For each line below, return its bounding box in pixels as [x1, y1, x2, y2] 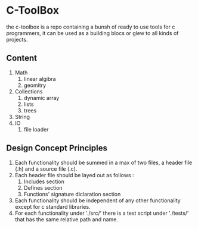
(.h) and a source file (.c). [14, 165, 78, 172]
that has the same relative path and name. [14, 215, 118, 223]
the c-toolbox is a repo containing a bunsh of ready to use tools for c [6, 23, 175, 30]
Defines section [23, 184, 63, 191]
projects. [6, 36, 28, 43]
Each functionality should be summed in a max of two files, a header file [14, 159, 193, 166]
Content [6, 53, 38, 63]
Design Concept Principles [6, 143, 107, 153]
